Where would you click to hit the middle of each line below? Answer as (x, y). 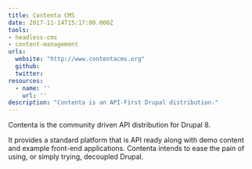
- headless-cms (33, 37)
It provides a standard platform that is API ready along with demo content (126, 140)
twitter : (29, 74)
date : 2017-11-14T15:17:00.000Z (61, 23)
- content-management (43, 45)
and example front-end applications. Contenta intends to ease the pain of (126, 149)
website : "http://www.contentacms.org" (80, 59)
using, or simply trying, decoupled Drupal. (76, 156)
